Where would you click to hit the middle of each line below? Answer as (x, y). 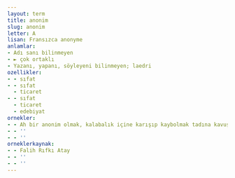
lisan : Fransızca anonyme (45, 40)
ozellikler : (24, 72)
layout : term (26, 14)
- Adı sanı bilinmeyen (40, 53)
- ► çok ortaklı (31, 60)
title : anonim (28, 20)
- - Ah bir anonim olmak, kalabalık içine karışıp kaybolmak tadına (109, 124)
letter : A (22, 33)
